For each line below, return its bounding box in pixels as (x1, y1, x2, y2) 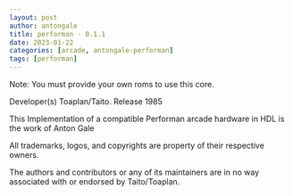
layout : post (9, 12, 58, 22)
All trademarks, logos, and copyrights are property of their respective (9, 140, 265, 151)
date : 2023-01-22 (9, 37, 74, 47)
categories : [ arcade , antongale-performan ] (9, 46, 174, 55)
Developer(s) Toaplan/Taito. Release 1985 (9, 96, 163, 107)
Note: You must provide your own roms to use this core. (9, 79, 214, 89)
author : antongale (9, 21, 78, 30)
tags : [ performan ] (9, 54, 78, 63)
